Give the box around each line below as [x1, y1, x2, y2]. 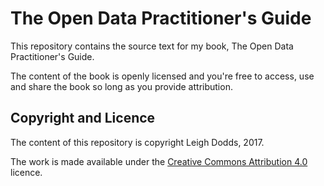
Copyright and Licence [10, 110, 156, 127]
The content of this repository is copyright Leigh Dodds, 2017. [10, 136, 265, 148]
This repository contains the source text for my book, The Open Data [10, 40, 294, 52]
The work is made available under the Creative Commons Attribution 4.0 [10, 155, 308, 167]
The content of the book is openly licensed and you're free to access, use [10, 70, 315, 82]
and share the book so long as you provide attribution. [10, 80, 233, 92]
